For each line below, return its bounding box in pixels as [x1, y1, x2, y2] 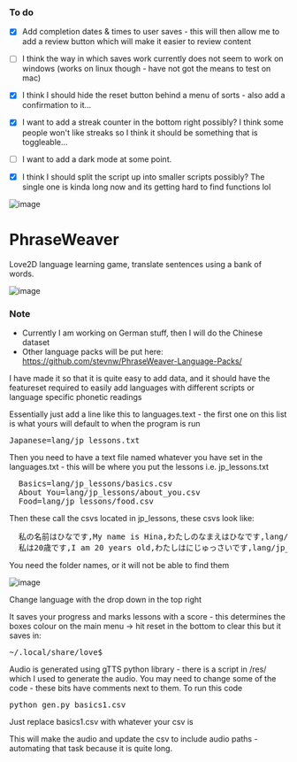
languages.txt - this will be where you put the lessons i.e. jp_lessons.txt [9, 461, 270, 472]
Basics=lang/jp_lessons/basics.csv [18, 478, 173, 489]
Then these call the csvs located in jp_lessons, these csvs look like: [9, 512, 255, 523]
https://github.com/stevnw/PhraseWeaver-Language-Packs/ [21, 356, 243, 366]
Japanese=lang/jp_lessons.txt [9, 435, 141, 445]
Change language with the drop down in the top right [9, 594, 202, 604]
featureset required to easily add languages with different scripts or [9, 382, 255, 393]
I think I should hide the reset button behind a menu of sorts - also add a [21, 90, 286, 101]
